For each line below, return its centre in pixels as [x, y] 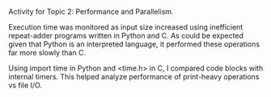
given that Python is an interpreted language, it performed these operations [134, 44]
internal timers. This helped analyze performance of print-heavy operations [134, 77]
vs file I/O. [25, 85]
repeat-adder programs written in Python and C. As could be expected [126, 36]
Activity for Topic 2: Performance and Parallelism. [91, 12]
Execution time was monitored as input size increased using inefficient [126, 27]
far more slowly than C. [47, 53]
